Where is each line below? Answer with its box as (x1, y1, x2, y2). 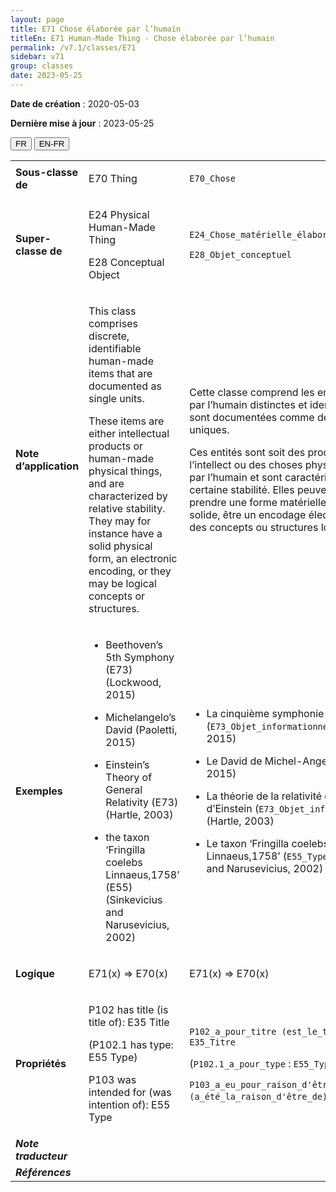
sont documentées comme (189, 410, 315, 424)
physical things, (88, 464, 163, 478)
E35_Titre (189, 1036, 236, 1048)
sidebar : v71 (10, 52, 65, 62)
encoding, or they (88, 564, 172, 578)
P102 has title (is (88, 1002, 169, 1016)
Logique (15, 966, 55, 980)
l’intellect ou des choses (189, 457, 303, 471)
